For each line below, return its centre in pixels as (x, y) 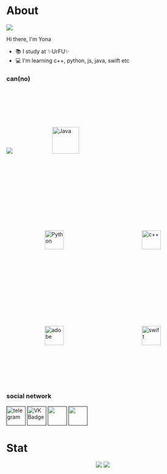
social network (29, 396)
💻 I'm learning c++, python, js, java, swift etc (72, 60)
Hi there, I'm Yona (29, 39)
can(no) (18, 78)
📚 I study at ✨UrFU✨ (42, 51)
